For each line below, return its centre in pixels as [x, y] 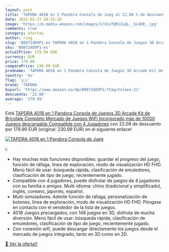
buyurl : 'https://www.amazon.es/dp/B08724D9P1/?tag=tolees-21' [73, 89]
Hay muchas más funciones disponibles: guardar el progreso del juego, [87, 159]
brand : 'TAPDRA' [22, 85]
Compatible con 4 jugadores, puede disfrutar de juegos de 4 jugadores [86, 181]
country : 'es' [20, 76]
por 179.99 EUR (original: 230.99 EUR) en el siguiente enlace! [69, 130]
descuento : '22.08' [26, 94]
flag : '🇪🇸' [18, 80]
